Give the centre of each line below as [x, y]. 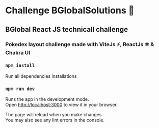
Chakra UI [18, 52]
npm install [20, 66]
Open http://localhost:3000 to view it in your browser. [62, 105]
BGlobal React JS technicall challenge [67, 29]
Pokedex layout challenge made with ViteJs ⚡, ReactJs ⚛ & [80, 44]
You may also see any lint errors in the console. [55, 120]
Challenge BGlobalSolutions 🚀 [70, 10]
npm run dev [20, 89]
